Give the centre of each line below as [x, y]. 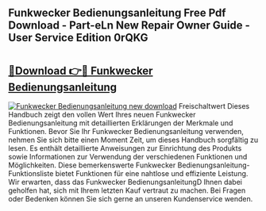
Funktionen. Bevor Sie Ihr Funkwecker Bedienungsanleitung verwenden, [126, 131]
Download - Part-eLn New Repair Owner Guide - [129, 26]
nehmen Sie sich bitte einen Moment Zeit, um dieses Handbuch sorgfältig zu [133, 140]
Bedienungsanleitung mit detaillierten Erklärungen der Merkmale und [121, 123]
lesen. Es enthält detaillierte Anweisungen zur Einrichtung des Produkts [125, 148]
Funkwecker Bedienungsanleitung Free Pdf [117, 13]
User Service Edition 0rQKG [78, 38]
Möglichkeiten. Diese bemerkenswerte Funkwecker [92, 165]
